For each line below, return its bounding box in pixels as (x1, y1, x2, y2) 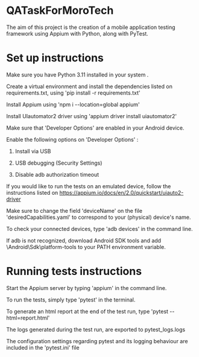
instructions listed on (6, 189, 58, 196)
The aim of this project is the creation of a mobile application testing (6, 24, 176, 31)
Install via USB (14, 147, 51, 154)
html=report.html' (6, 314, 50, 321)
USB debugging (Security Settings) (14, 159, 103, 166)
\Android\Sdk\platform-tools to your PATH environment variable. (6, 243, 166, 250)
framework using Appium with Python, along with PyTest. (6, 30, 149, 37)
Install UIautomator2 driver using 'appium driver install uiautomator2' (6, 112, 177, 119)
